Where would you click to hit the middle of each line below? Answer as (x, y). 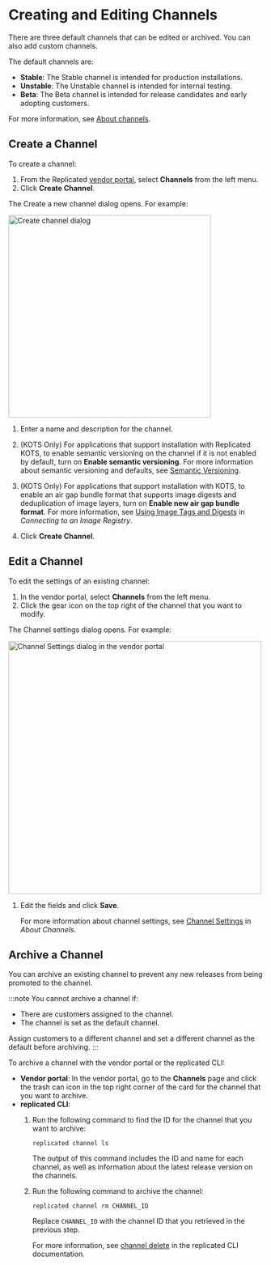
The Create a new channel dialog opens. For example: (98, 203)
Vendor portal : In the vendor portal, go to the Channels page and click (138, 1079)
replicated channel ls (70, 1144)
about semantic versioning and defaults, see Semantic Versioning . (130, 470)
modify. (33, 613)
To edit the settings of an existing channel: (79, 581)
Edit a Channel (46, 561)
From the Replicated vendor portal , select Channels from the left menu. (139, 179)
